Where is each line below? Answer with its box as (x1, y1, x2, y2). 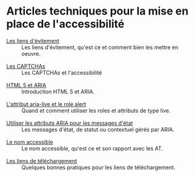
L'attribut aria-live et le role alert (6, 100, 87, 107)
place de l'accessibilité (6, 17, 125, 31)
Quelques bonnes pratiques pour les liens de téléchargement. (21, 164, 176, 171)
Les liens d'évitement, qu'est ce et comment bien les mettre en (21, 44, 179, 51)
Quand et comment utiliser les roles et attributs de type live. (21, 107, 171, 114)
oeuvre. (21, 50, 41, 57)
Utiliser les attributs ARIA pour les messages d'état (6, 119, 133, 127)
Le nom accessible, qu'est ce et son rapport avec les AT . (21, 144, 163, 152)
